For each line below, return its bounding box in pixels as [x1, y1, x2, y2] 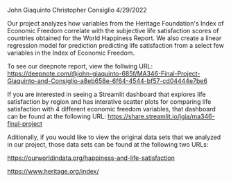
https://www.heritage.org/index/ [7, 167, 99, 175]
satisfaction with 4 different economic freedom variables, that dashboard [7, 105, 216, 113]
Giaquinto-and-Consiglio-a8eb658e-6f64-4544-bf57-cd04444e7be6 [7, 77, 208, 85]
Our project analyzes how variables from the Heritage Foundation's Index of [7, 19, 224, 27]
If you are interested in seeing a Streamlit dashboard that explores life [7, 90, 206, 98]
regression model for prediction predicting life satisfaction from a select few [7, 42, 224, 49]
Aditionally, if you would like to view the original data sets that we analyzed [7, 133, 221, 141]
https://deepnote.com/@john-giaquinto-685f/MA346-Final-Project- [7, 69, 200, 78]
